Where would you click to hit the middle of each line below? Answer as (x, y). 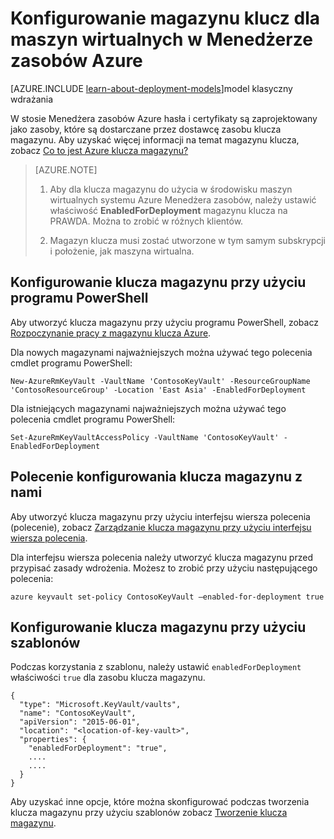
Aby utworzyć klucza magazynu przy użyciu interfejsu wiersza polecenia (160, 516)
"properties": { (53, 740)
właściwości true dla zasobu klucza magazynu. (108, 678)
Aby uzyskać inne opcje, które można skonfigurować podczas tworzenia (160, 802)
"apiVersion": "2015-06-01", (80, 722)
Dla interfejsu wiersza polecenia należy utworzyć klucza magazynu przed (161, 557)
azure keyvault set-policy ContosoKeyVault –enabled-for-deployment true (167, 597)
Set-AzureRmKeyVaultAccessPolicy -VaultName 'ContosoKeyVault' (145, 437)
